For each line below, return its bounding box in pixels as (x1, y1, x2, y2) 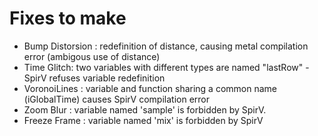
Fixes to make (9, 7, 127, 30)
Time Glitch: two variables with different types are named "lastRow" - (23, 61, 310, 73)
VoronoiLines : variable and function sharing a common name (23, 82, 277, 94)
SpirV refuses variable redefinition (23, 72, 166, 84)
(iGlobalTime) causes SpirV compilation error (23, 93, 210, 105)
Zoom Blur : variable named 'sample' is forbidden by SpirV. (23, 103, 267, 116)
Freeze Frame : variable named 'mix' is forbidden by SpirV (23, 114, 264, 126)
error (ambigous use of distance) (23, 50, 161, 62)
